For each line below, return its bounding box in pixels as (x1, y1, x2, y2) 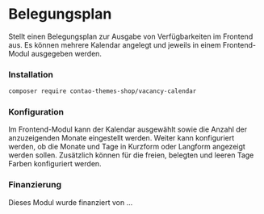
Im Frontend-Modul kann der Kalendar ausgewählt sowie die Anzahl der (8, 124, 248, 134)
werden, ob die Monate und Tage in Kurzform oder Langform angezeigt (8, 142, 246, 152)
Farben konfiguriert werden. (8, 159, 103, 169)
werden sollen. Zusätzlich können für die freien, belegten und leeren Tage (8, 150, 254, 160)
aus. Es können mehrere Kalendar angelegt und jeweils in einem (8, 40, 221, 49)
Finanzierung (8, 179, 62, 191)
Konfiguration (8, 107, 65, 118)
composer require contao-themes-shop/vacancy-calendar (8, 87, 197, 95)
